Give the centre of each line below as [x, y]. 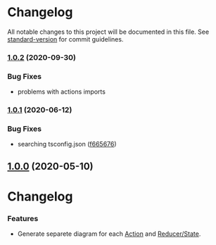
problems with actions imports [61, 92]
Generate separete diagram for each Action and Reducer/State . [109, 234]
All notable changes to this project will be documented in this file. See [108, 32]
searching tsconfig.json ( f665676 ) [67, 144]
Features [23, 218]
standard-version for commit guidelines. [65, 39]
